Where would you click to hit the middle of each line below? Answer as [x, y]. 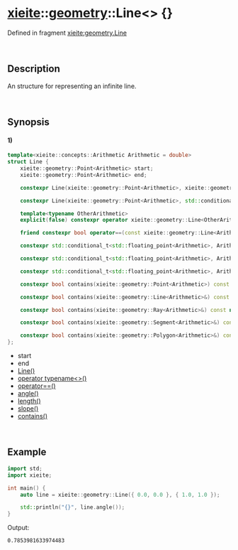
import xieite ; [30, 475]
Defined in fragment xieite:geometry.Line [67, 33]
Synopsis [28, 122]
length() [29, 401]
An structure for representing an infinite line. [72, 86]
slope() [28, 409]
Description [34, 69]
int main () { [27, 488]
